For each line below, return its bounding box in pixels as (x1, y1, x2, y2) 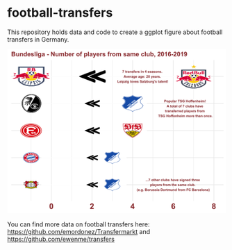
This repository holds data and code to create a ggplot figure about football (7, 28, 223, 36)
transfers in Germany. (7, 35, 69, 43)
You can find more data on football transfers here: (7, 220, 150, 228)
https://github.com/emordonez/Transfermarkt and (7, 227, 151, 235)
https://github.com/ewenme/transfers (7, 235, 115, 243)
